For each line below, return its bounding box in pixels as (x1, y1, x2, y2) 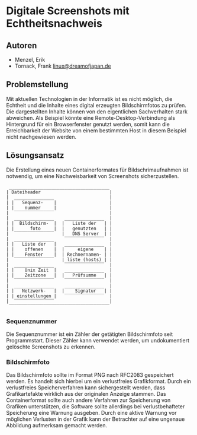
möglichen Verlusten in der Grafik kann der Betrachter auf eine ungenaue (6, 415, 185, 423)
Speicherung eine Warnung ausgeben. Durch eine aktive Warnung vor (6, 409, 177, 417)
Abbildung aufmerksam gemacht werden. (6, 422, 108, 429)
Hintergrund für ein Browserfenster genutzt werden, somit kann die (6, 120, 170, 128)
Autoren (6, 40, 37, 50)
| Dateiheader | (6, 189, 112, 195)
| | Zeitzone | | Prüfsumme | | (6, 272, 112, 278)
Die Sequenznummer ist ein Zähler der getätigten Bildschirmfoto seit (6, 331, 173, 338)
